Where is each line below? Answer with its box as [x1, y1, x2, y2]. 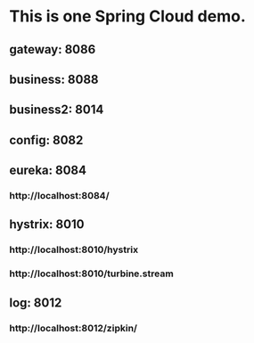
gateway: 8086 [9, 42, 96, 57]
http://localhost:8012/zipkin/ [9, 322, 138, 334]
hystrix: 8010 [9, 216, 85, 233]
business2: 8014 [9, 102, 104, 118]
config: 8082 [9, 132, 84, 148]
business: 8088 [9, 71, 100, 86]
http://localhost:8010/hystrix [9, 243, 139, 256]
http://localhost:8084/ [9, 190, 110, 202]
